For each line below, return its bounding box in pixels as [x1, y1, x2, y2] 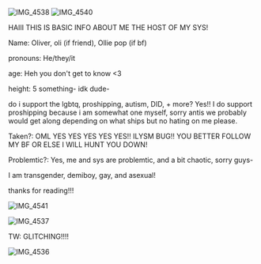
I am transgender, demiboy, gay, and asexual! [8, 171, 156, 179]
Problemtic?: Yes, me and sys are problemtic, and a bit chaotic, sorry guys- [8, 155, 254, 164]
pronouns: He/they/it [8, 54, 76, 62]
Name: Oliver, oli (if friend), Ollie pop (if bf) [8, 38, 148, 47]
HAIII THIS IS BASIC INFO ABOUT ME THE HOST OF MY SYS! [8, 23, 209, 32]
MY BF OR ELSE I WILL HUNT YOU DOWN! [8, 140, 148, 149]
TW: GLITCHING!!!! [8, 232, 70, 241]
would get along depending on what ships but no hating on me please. [8, 116, 238, 126]
